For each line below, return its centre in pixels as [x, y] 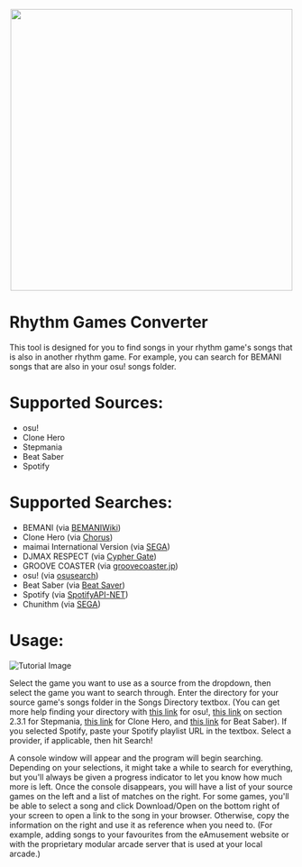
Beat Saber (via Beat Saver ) [74, 585]
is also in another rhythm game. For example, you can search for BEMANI [146, 357]
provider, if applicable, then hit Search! [81, 740]
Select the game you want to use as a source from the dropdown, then [141, 683]
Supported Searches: [91, 502]
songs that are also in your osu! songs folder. [93, 366]
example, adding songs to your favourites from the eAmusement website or [150, 835]
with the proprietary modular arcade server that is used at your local [136, 844]
